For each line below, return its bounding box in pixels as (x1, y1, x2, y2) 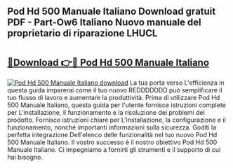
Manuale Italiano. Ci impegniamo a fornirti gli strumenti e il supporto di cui (7, 146, 221, 153)
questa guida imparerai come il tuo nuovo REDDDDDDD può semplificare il (7, 86, 222, 94)
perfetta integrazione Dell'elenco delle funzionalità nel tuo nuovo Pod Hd (7, 131, 218, 139)
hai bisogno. (7, 153, 44, 161)
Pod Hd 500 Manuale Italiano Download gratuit (7, 6, 216, 17)
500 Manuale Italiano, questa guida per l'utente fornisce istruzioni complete (7, 101, 226, 109)
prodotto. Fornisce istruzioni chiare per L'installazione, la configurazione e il (7, 115, 226, 124)
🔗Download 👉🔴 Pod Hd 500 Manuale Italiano (7, 56, 209, 69)
